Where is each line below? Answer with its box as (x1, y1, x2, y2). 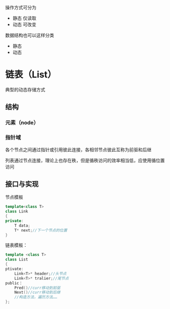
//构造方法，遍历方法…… (14, 295, 58, 300)
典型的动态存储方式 (5, 86, 46, 93)
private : (5, 218, 24, 224)
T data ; (14, 223, 30, 228)
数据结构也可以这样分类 (5, 32, 54, 38)
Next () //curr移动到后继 (14, 290, 61, 295)
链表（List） (5, 69, 57, 80)
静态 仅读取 (12, 15, 36, 21)
